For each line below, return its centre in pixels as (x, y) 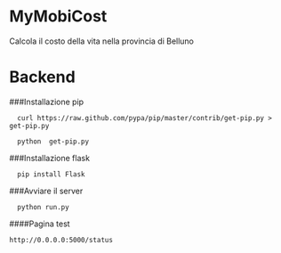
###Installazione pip (47, 102)
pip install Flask (52, 174)
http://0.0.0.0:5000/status (61, 240)
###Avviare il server (46, 191)
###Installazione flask (50, 158)
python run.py (43, 207)
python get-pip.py (53, 141)
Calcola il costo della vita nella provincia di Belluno (101, 41)
